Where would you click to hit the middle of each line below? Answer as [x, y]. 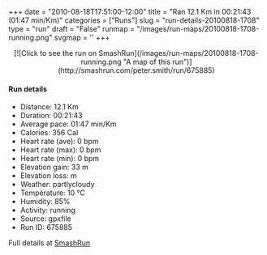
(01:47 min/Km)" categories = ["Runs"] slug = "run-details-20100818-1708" [134, 20]
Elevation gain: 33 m [54, 167]
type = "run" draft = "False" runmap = [72, 29]
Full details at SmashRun [50, 243]
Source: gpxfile [45, 219]
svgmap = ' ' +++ [82, 37]
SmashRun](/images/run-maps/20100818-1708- [179, 53]
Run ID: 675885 [46, 227]
